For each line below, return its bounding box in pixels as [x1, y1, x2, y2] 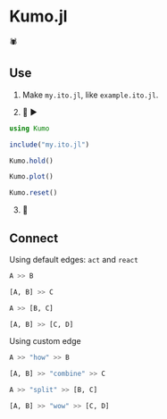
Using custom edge [9, 336, 82, 347]
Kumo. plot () [9, 172, 54, 181]
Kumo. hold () [9, 156, 54, 165]
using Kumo [9, 123, 50, 133]
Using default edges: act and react [9, 254, 138, 264]
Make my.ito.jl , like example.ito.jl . [21, 89, 159, 100]
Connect [9, 230, 59, 246]
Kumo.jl [9, 6, 68, 27]
